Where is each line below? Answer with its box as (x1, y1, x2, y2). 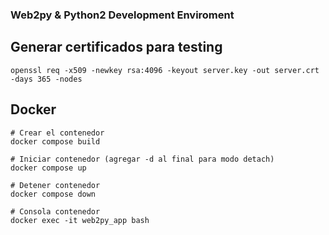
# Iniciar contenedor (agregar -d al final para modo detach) (10, 154, 275, 164)
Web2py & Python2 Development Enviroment (10, 8, 235, 22)
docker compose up (10, 163, 87, 173)
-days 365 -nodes (10, 74, 83, 84)
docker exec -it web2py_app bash (10, 215, 150, 225)
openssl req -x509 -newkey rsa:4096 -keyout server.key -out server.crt (10, 65, 320, 75)
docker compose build (10, 136, 101, 147)
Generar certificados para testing (10, 39, 223, 56)
